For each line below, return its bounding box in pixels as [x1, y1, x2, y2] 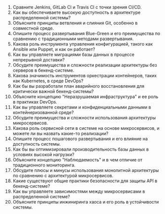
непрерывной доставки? [12, 57, 65, 62]
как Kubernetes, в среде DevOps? [12, 78, 83, 84]
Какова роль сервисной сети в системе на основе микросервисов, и [12, 125, 160, 131]
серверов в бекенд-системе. [12, 67, 75, 73]
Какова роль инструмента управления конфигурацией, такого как [12, 41, 153, 47]
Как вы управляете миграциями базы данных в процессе [12, 52, 135, 57]
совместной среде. [12, 25, 54, 31]
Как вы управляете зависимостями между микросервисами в [12, 188, 145, 194]
